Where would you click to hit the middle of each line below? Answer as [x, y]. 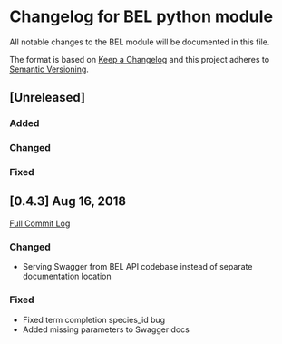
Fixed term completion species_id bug [94, 319]
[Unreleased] [48, 98]
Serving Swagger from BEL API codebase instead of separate [137, 267]
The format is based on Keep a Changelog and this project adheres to [140, 59]
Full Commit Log [40, 223]
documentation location [67, 276]
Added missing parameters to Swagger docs [106, 329]
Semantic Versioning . [49, 69]
